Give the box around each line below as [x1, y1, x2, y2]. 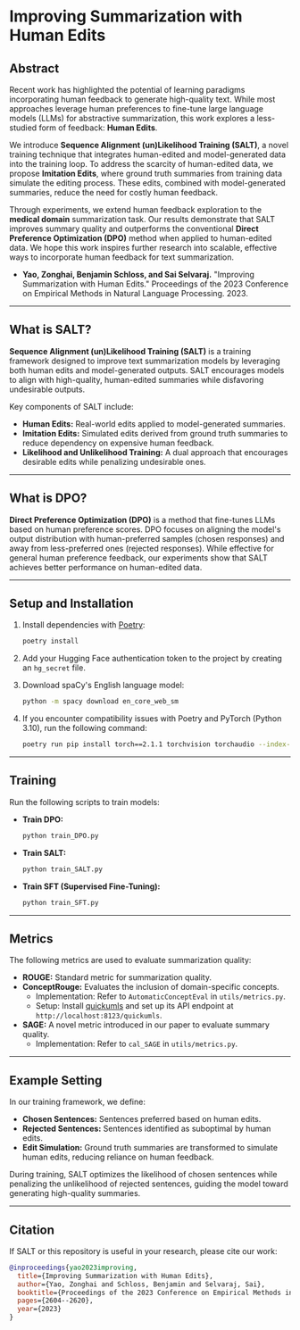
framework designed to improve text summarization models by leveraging [9, 355, 281, 366]
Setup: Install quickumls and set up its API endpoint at [35, 1001, 234, 1011]
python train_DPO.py [21, 831, 99, 840]
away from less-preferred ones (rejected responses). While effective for [9, 543, 275, 553]
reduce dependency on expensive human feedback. [21, 437, 214, 448]
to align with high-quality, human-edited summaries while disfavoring [9, 374, 264, 385]
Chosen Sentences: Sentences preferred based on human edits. [21, 1114, 262, 1125]
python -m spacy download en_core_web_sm [21, 697, 179, 706]
